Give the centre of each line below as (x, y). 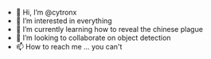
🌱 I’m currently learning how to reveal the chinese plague (109, 29)
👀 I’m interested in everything (64, 21)
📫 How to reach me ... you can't (69, 47)
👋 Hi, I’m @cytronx (46, 12)
